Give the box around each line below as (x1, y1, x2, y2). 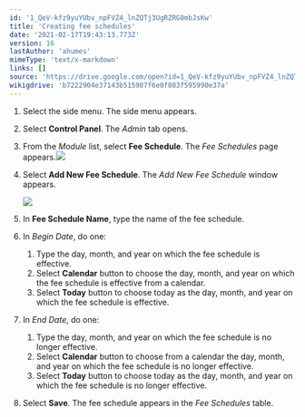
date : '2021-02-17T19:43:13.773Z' (9, 30, 141, 39)
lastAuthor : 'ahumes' (9, 47, 92, 56)
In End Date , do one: (22, 314, 100, 325)
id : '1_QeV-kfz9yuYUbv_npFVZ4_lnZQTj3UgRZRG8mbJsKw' (9, 13, 213, 23)
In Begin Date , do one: (22, 230, 107, 241)
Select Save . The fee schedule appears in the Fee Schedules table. (22, 397, 274, 408)
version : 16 (9, 38, 54, 48)
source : (9, 73, 39, 82)
